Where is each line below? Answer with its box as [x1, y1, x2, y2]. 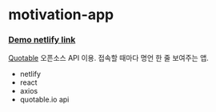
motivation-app [8, 6, 114, 24]
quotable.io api [19, 94, 70, 105]
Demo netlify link [8, 34, 76, 46]
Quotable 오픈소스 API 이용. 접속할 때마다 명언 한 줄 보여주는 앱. [8, 54, 210, 63]
